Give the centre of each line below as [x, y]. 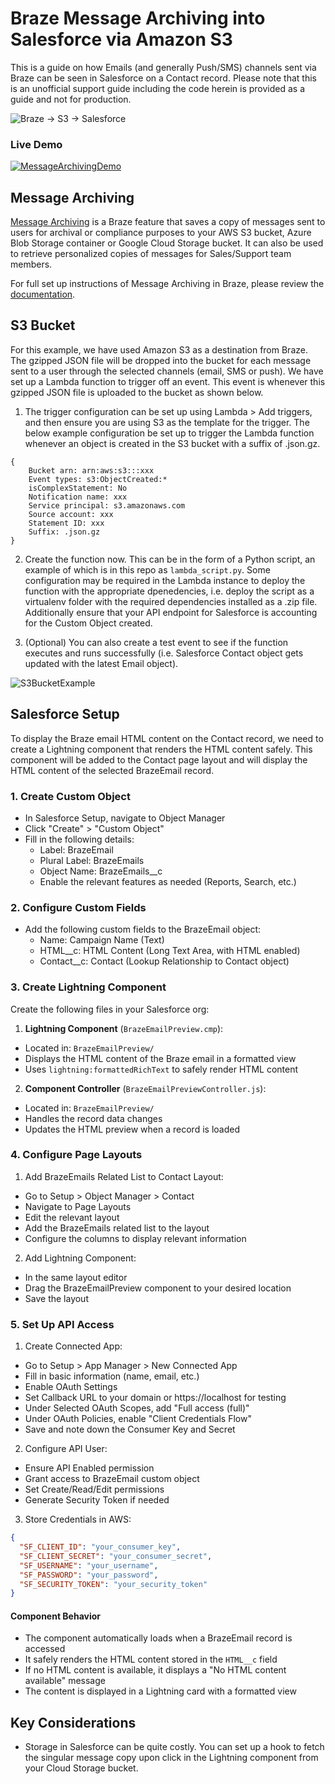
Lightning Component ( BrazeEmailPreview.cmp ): [124, 1028]
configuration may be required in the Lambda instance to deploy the [165, 580]
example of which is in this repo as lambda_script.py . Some [147, 569]
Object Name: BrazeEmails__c [101, 871]
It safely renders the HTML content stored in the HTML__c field [151, 1659]
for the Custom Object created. [88, 623]
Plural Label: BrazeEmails [92, 860]
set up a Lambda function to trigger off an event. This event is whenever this [168, 381]
